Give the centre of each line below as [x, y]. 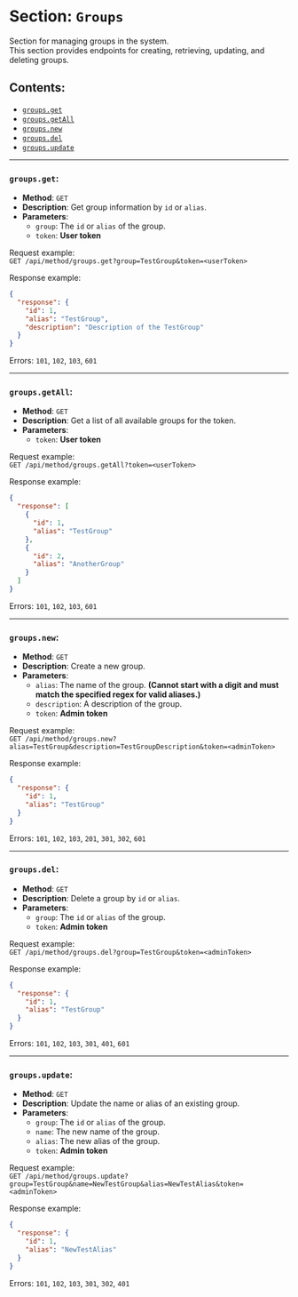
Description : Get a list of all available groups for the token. [129, 420]
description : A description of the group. [109, 704]
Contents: [37, 88]
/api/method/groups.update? [77, 1177]
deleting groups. [39, 60]
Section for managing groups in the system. [89, 41]
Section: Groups [67, 16]
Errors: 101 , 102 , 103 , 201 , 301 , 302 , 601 [78, 838]
